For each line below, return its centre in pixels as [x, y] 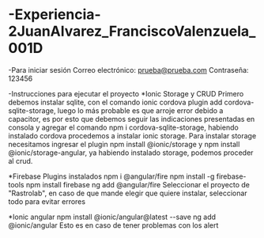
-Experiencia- [55, 15]
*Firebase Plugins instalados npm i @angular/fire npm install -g [111, 176]
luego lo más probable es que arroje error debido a [140, 110]
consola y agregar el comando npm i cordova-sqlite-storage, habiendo [123, 127]
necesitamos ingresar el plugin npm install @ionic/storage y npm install [124, 144]
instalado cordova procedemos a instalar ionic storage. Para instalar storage [132, 135]
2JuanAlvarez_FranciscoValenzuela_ [132, 31]
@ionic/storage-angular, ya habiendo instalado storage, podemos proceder [131, 153]
